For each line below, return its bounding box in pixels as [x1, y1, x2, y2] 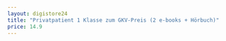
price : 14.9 [7, 23, 42, 30]
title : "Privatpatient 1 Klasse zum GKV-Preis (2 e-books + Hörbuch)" [7, 17, 220, 24]
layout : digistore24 [7, 10, 69, 17]
